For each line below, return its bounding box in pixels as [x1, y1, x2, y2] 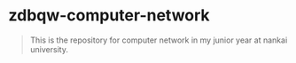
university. [29, 43, 68, 54]
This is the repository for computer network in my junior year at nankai [29, 35, 288, 45]
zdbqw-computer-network [8, 5, 210, 26]
